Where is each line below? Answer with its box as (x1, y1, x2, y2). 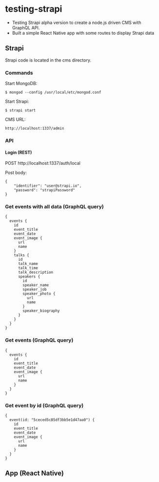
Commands (5, 69, 33, 76)
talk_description (18, 270, 54, 275)
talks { (14, 253, 29, 258)
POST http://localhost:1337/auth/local (5, 160, 80, 166)
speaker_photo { (22, 291, 56, 296)
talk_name (18, 262, 38, 266)
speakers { (18, 274, 40, 279)
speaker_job (22, 287, 47, 292)
